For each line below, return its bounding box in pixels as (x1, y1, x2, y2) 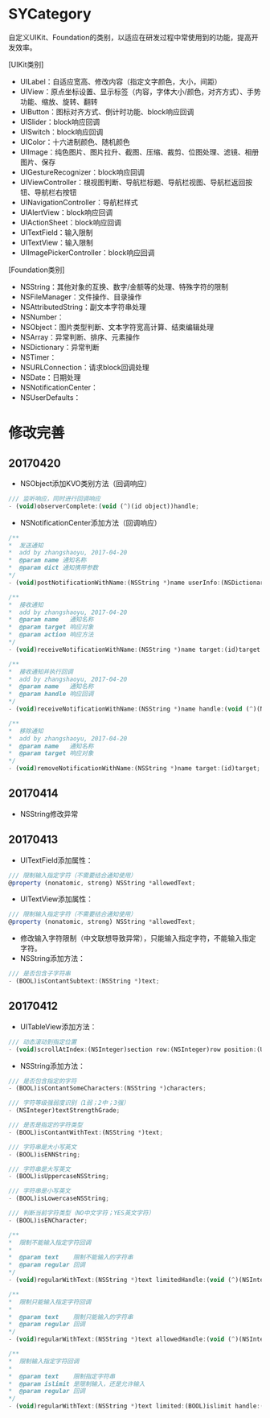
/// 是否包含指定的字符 (8, 1077, 77, 1085)
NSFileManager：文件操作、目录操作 (19, 291, 142, 302)
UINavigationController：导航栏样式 (19, 197, 138, 207)
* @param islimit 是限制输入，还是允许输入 (8, 1379, 145, 1388)
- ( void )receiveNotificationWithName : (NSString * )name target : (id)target (8, 645, 261, 653)
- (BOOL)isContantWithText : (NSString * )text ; (8, 1128, 163, 1136)
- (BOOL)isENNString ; (8, 1150, 81, 1159)
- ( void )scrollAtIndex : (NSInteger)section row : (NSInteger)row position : (8, 1045, 257, 1053)
